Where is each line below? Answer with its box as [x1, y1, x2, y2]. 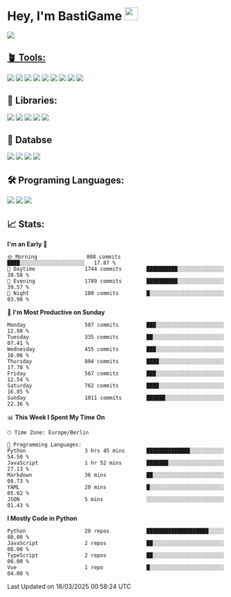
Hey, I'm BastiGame [7, 8, 122, 24]
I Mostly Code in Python [7, 514, 77, 522]
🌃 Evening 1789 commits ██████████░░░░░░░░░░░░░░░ [7, 278, 225, 285]
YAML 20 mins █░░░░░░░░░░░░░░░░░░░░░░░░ [7, 484, 225, 491]
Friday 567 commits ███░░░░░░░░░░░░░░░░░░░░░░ [7, 370, 225, 377]
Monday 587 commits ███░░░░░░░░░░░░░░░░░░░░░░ [7, 321, 225, 328]
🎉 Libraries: [7, 94, 57, 107]
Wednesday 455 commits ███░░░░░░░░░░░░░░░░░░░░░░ [7, 346, 225, 353]
